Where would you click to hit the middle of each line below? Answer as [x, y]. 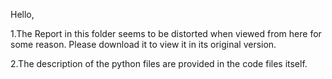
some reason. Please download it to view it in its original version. [143, 44]
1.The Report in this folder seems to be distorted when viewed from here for [166, 33]
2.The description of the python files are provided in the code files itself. [159, 63]
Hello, [22, 14]
